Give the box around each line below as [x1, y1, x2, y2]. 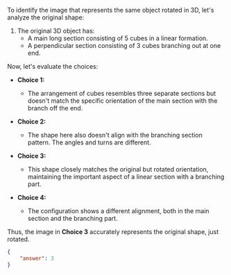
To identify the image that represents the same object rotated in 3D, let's [7, 6, 214, 14]
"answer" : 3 [19, 255, 54, 262]
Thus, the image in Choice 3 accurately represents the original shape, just [7, 228, 219, 235]
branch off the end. [27, 104, 83, 112]
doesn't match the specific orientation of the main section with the [27, 97, 218, 105]
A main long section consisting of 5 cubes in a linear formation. [27, 34, 208, 42]
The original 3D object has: [17, 27, 95, 35]
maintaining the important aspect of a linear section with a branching [27, 173, 225, 181]
